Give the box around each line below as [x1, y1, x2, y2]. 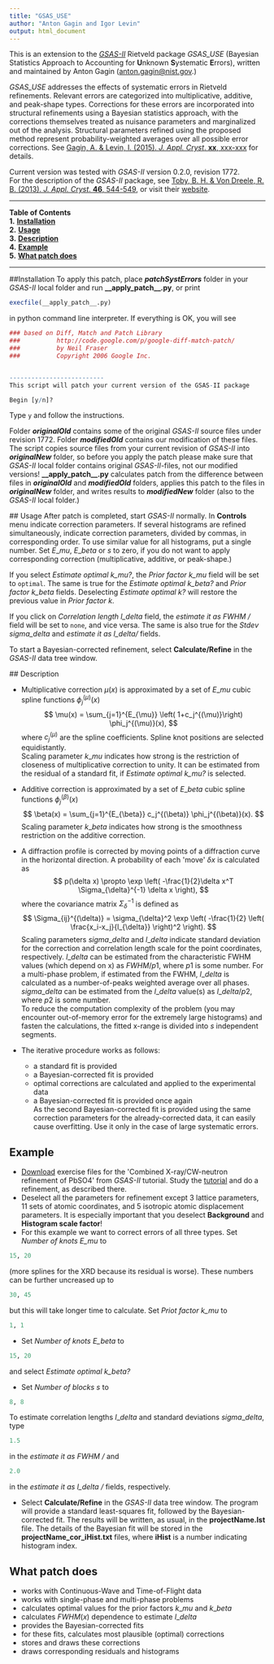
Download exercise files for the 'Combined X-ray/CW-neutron [20, 1167, 228, 1176]
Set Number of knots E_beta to [20, 1336, 124, 1345]
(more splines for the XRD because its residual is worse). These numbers [9, 1266, 254, 1276]
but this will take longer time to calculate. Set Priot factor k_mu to [9, 1306, 228, 1315]
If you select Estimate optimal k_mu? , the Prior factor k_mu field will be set [9, 570, 259, 580]
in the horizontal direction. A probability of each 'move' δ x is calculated [20, 854, 259, 864]
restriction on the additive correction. [20, 830, 146, 840]
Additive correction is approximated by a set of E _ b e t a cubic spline [20, 784, 246, 794]
